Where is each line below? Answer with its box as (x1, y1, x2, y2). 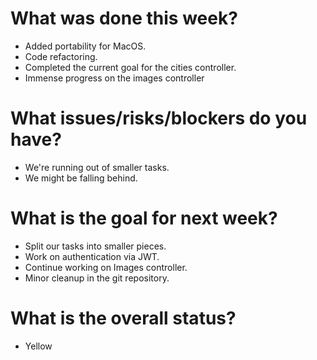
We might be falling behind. (24, 172, 138, 184)
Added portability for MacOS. (24, 40, 147, 52)
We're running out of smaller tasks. (24, 161, 170, 173)
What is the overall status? (10, 307, 237, 329)
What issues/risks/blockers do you (10, 107, 308, 130)
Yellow (24, 340, 53, 352)
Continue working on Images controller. (24, 261, 188, 273)
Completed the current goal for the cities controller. (24, 61, 237, 73)
